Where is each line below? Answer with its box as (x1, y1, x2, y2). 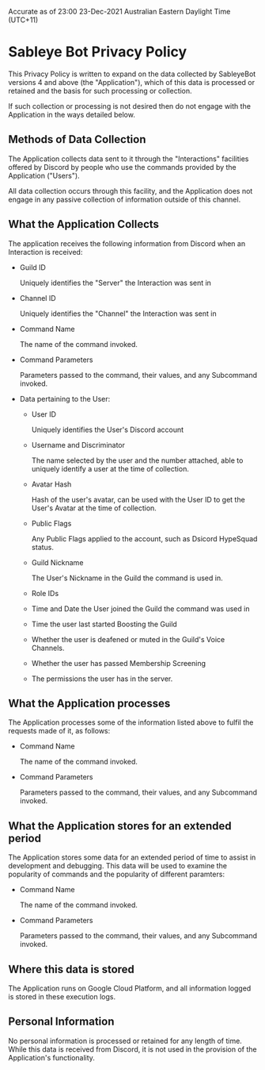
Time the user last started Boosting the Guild (31, 619, 178, 629)
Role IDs (31, 588, 59, 598)
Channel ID (19, 293, 57, 302)
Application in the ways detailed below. (8, 110, 136, 119)
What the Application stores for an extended (8, 819, 232, 833)
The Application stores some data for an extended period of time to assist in (8, 853, 256, 862)
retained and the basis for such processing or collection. (8, 86, 192, 95)
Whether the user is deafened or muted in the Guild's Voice (31, 634, 225, 644)
